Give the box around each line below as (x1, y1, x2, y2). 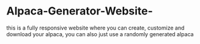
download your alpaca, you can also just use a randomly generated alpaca (6, 30, 194, 37)
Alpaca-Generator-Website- (6, 4, 153, 18)
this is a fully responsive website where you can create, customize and (6, 24, 185, 31)
